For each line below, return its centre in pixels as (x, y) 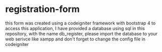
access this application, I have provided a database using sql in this (75, 28)
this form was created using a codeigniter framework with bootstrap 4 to (80, 23)
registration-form (43, 9)
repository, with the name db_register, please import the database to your (81, 33)
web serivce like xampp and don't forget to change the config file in (75, 39)
